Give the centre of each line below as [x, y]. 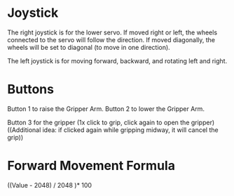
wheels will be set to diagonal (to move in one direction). [89, 47]
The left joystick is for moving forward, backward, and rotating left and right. [117, 60]
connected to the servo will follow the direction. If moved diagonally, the [111, 39]
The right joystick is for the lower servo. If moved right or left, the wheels [112, 32]
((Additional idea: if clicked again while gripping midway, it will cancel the [113, 130]
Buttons [31, 90]
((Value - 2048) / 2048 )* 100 [50, 185]
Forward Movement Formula [91, 166]
